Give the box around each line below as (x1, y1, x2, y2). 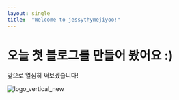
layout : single (7, 10, 51, 17)
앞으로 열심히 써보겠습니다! (7, 71, 79, 80)
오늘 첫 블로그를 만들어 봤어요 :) (7, 48, 173, 63)
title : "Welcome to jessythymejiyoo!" (7, 16, 121, 23)
